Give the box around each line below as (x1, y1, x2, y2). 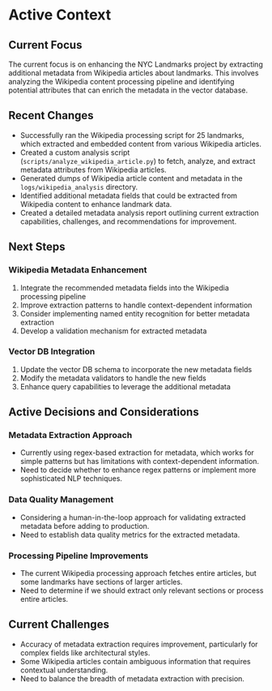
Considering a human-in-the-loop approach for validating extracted (19, 513, 246, 522)
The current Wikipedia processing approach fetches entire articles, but (19, 569, 257, 578)
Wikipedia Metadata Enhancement (8, 264, 147, 276)
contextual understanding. (19, 665, 108, 675)
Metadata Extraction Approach (8, 430, 133, 441)
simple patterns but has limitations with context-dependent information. (19, 457, 260, 466)
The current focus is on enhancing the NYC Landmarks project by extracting (8, 59, 263, 69)
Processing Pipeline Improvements (8, 550, 149, 561)
